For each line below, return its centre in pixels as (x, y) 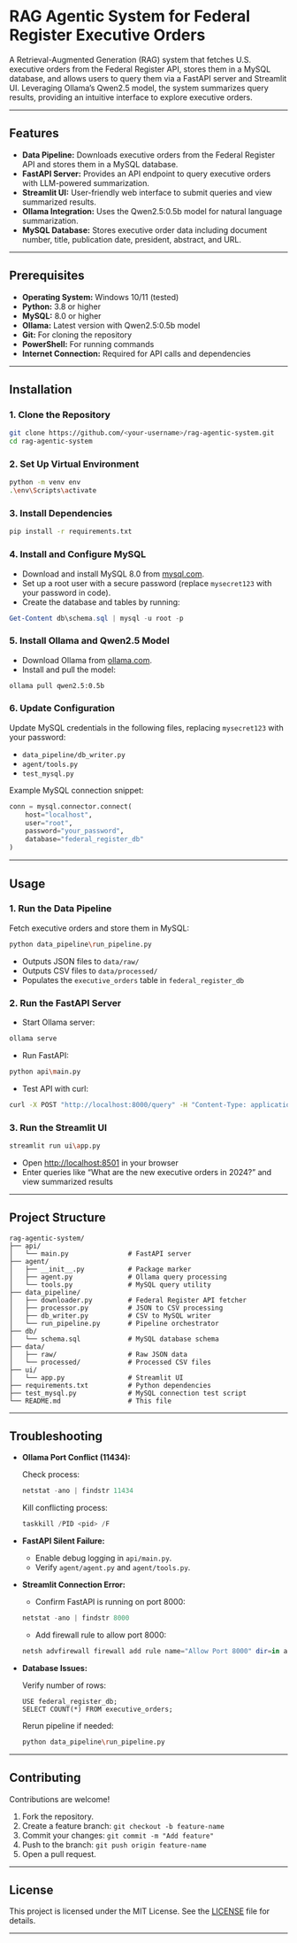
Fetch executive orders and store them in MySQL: (99, 928)
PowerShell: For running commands (88, 344)
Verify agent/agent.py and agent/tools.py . (113, 1568)
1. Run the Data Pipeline (61, 909)
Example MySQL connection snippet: (76, 790)
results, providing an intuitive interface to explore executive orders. (131, 97)
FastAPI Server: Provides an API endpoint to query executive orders (146, 174)
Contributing (45, 1778)
